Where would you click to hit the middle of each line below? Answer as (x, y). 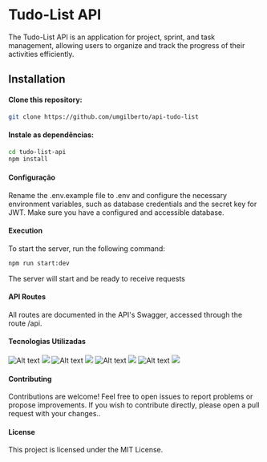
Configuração (32, 177)
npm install (28, 159)
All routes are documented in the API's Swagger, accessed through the (125, 314)
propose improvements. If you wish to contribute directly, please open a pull (134, 405)
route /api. (25, 323)
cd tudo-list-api (37, 152)
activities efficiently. (41, 54)
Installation (37, 79)
